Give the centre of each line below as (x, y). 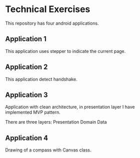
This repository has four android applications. (52, 23)
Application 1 (26, 39)
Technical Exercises (48, 9)
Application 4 (27, 138)
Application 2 (26, 67)
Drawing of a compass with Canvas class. (48, 150)
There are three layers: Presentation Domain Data (56, 122)
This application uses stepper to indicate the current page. (65, 51)
